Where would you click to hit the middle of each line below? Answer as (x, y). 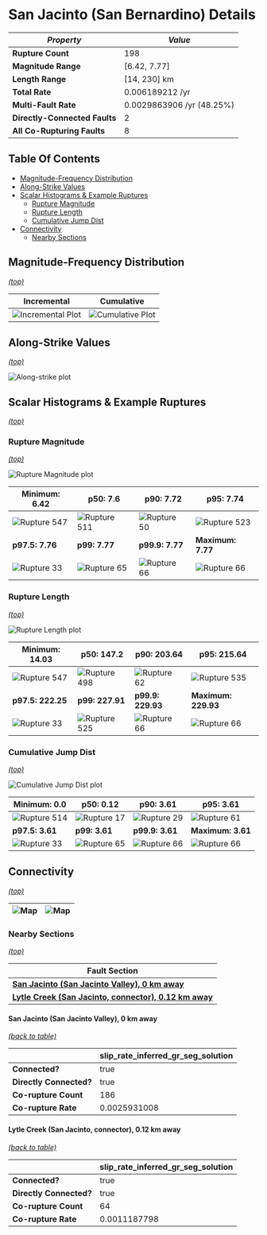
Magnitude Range (46, 66)
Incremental (46, 301)
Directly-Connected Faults (64, 118)
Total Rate (32, 91)
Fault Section (113, 971)
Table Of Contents (54, 159)
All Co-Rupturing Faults (59, 130)
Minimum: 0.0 (40, 804)
